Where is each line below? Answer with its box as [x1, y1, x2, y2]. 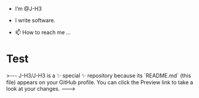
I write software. [14, 17, 56, 23]
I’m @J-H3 [14, 5, 42, 12]
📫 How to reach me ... [14, 29, 71, 35]
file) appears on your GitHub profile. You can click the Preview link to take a [6, 78, 194, 86]
